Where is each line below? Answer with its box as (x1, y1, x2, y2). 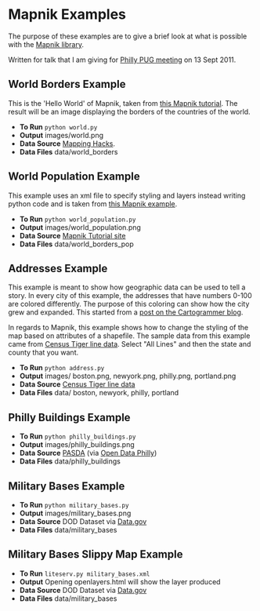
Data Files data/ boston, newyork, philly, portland (19, 388, 179, 398)
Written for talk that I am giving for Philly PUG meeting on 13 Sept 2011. (8, 55, 237, 64)
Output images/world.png (19, 130, 104, 140)
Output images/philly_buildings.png (19, 440, 135, 449)
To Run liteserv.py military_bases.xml (19, 569, 150, 578)
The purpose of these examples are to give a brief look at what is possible (8, 31, 247, 41)
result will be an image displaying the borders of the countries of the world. (8, 107, 251, 116)
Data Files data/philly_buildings (19, 456, 121, 466)
